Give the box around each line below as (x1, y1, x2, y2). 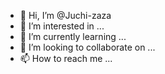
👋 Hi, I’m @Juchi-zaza (19, 10, 112, 21)
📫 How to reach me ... (19, 53, 113, 64)
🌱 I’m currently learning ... (19, 31, 127, 42)
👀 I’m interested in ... (19, 20, 105, 32)
